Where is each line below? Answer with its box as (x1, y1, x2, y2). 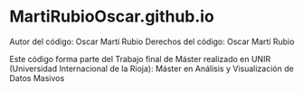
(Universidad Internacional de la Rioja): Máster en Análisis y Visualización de (9, 63, 294, 74)
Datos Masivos (9, 72, 65, 83)
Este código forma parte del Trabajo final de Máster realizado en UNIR (9, 53, 271, 64)
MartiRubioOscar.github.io (9, 6, 214, 27)
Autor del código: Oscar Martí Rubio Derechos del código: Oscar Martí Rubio (9, 36, 295, 47)
